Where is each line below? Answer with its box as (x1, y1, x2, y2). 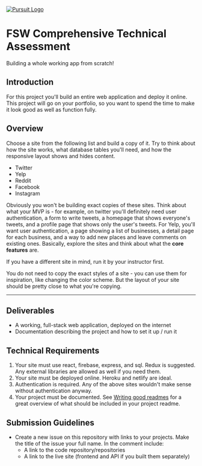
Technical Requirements (6, 345, 100, 356)
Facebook (14, 183, 40, 190)
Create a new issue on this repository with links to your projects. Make (14, 433, 189, 441)
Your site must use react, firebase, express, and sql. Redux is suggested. (14, 362, 195, 369)
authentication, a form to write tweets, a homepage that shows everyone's (6, 214, 191, 222)
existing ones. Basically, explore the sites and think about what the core (6, 240, 184, 247)
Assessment (6, 40, 70, 54)
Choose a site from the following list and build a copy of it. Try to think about (6, 139, 195, 147)
